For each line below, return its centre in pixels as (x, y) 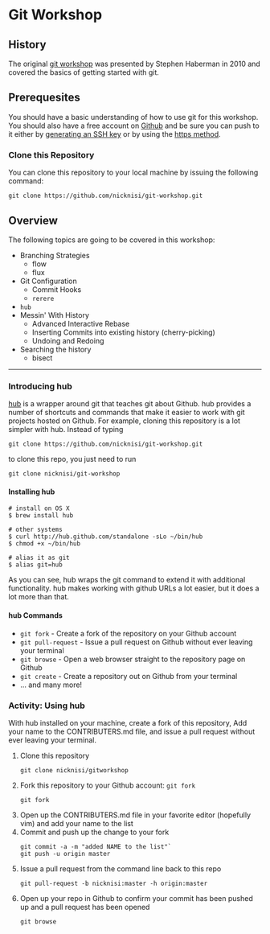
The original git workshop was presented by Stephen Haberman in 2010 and (135, 64)
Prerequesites (44, 98)
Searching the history (55, 349)
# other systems (35, 530)
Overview (33, 220)
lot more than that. (39, 597)
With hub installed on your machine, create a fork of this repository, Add (128, 722)
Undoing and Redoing (68, 340)
